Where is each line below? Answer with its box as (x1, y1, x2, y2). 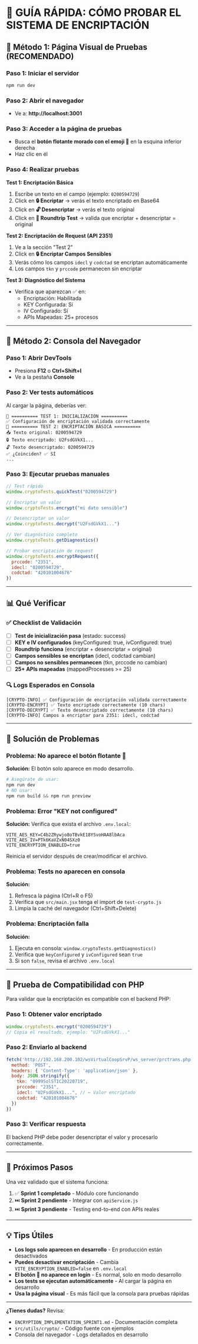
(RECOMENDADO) (6, 51, 74, 62)
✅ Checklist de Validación (6, 619, 82, 627)
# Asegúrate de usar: (6, 777, 60, 783)
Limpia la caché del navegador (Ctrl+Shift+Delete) (14, 905, 137, 912)
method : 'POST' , (11, 1062, 51, 1068)
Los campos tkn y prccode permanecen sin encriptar (14, 265, 143, 272)
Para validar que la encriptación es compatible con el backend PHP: (6, 996, 171, 1003)
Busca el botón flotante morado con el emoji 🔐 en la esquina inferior (14, 138, 181, 145)
